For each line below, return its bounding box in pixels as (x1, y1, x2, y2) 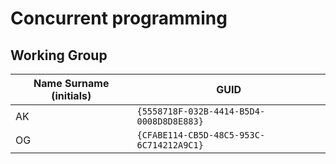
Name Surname (33, 77, 110, 90)
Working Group (10, 47, 108, 64)
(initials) (51, 89, 92, 102)
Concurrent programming (10, 7, 228, 30)
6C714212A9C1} (136, 140, 204, 151)
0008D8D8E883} (136, 116, 204, 127)
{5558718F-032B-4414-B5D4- (136, 106, 266, 117)
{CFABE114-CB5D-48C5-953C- (136, 130, 266, 141)
